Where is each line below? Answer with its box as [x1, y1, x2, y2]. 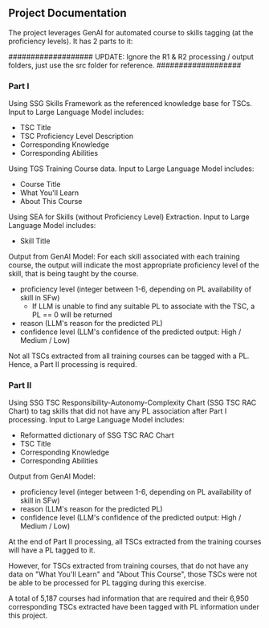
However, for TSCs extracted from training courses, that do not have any [8, 561, 249, 571]
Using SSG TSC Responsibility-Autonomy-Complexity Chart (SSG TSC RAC [8, 398, 257, 408]
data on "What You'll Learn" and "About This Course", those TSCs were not [8, 569, 258, 579]
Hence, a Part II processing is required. [8, 360, 138, 369]
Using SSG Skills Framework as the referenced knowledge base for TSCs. [8, 99, 253, 108]
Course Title [19, 180, 62, 190]
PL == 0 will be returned [31, 310, 112, 320]
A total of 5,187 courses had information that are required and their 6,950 [8, 593, 249, 603]
